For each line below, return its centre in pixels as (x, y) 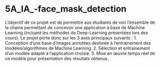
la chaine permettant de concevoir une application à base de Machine (75, 27)
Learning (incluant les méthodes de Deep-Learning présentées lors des (77, 33)
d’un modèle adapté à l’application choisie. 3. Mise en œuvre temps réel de (80, 53)
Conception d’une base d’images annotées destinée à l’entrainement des (78, 43)
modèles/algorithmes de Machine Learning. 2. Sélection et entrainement (77, 48)
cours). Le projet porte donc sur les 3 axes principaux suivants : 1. (71, 38)
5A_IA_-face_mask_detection (66, 9)
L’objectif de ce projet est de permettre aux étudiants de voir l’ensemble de (80, 22)
